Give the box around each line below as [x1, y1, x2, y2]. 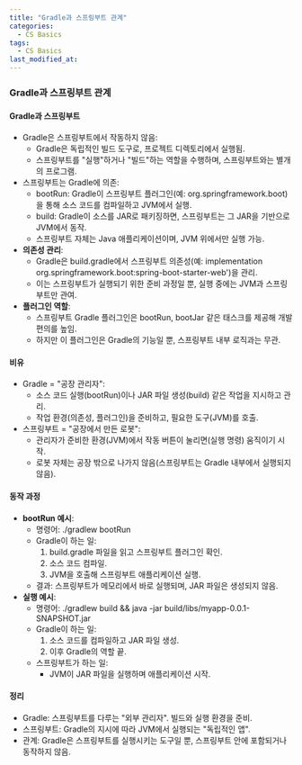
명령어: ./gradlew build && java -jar [35, 602, 163, 613]
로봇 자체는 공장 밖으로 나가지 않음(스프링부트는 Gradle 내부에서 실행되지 [35, 457, 292, 468]
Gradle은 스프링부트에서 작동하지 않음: [22, 132, 158, 143]
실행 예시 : [22, 591, 57, 602]
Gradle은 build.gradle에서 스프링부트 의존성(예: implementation [35, 256, 263, 266]
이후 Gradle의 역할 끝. [49, 645, 128, 657]
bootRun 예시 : [22, 512, 75, 523]
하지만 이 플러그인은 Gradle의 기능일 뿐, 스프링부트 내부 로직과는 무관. [35, 335, 281, 346]
